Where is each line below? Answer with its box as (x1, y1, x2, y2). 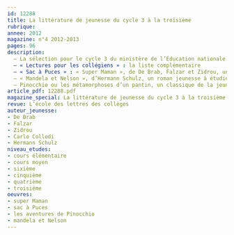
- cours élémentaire (7, 152, 68, 160)
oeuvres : (7, 191, 33, 198)
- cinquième (7, 172, 42, 179)
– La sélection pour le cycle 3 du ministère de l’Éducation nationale (13, 56, 226, 63)
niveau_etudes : (7, 146, 52, 153)
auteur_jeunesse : (7, 107, 58, 114)
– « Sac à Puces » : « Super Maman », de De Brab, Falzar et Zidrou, (13, 68, 219, 75)
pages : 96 (7, 42, 36, 49)
